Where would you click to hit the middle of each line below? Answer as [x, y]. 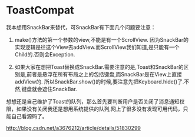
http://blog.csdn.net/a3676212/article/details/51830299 [74, 128]
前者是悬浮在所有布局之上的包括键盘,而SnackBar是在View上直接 [104, 74]
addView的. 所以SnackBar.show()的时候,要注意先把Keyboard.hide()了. [99, 81]
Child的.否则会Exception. [45, 54]
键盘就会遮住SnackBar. [49, 89]
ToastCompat [40, 10]
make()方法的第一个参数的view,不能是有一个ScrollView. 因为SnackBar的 [101, 39]
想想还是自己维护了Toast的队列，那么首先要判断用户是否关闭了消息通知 [93, 101]
